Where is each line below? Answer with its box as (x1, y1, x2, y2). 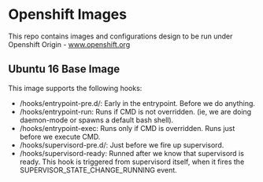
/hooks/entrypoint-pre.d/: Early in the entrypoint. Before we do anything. (19, 98, 256, 107)
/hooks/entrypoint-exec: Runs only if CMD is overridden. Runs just (19, 123, 235, 133)
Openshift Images (8, 5, 128, 24)
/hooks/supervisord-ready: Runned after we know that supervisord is (19, 148, 244, 158)
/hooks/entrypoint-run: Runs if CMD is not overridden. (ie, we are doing (19, 107, 252, 116)
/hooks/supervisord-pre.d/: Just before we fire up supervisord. (19, 140, 224, 150)
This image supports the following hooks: (8, 83, 143, 93)
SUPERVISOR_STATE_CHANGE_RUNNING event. (19, 165, 177, 174)
